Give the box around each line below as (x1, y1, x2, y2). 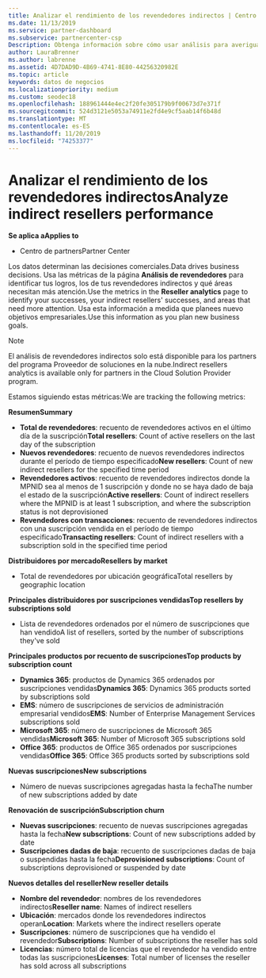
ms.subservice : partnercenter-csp (8, 33, 123, 42)
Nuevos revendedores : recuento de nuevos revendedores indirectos (19, 448, 245, 458)
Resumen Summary (8, 408, 73, 417)
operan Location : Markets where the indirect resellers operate (19, 919, 222, 929)
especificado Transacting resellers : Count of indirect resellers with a (19, 532, 244, 542)
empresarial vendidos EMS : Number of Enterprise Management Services (19, 709, 256, 719)
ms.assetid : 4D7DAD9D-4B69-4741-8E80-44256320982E (8, 63, 179, 71)
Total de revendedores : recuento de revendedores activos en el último (19, 423, 252, 432)
